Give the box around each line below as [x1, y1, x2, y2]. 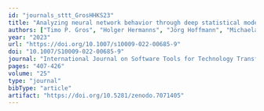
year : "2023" [8, 33, 51, 41]
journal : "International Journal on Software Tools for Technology [8, 55, 234, 63]
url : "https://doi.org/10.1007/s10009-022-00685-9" [8, 41, 181, 48]
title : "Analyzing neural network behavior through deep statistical [8, 19, 241, 27]
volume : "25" [8, 70, 51, 77]
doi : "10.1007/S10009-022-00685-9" [8, 48, 125, 55]
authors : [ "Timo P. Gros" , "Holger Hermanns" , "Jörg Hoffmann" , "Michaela [8, 26, 258, 34]
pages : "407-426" [8, 63, 65, 70]
